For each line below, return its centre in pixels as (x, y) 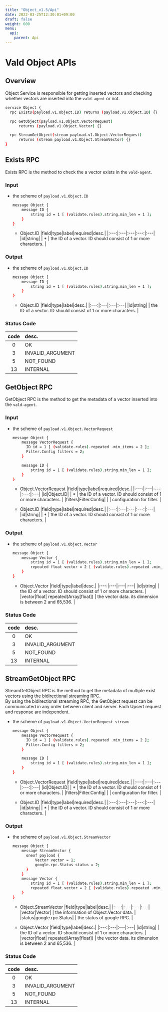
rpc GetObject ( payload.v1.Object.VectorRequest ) (61, 121)
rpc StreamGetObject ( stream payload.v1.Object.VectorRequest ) (76, 135)
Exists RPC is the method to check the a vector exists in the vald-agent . (79, 172)
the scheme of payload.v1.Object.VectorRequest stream (70, 722)
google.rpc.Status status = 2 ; (67, 865)
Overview (21, 81)
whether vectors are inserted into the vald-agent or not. (62, 98)
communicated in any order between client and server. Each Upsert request (83, 707)
